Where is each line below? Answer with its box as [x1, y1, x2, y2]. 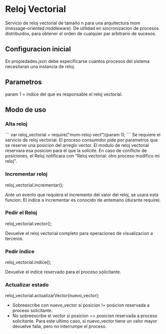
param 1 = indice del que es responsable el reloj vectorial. [5, 91, 123, 97]
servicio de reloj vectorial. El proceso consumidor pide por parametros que [5, 137, 158, 143]
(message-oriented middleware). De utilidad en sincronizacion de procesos [5, 25, 159, 31]
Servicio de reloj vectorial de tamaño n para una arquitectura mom [5, 20, 140, 26]
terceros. [5, 235, 24, 241]
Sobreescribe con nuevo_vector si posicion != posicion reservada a [12, 302, 150, 308]
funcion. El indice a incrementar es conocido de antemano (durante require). [5, 197, 161, 203]
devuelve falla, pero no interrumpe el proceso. [12, 324, 107, 330]
